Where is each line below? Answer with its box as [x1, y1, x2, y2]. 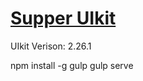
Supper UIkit [10, 7, 117, 30]
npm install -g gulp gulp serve [10, 59, 134, 71]
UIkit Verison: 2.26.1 [10, 40, 92, 52]
